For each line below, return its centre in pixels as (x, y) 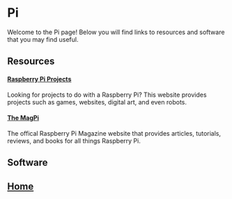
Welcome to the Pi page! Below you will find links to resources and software (116, 32)
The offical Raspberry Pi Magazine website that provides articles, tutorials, (114, 133)
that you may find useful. (43, 39)
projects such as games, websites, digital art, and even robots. (97, 102)
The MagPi (23, 118)
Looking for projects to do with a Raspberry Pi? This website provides (107, 95)
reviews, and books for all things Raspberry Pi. (74, 141)
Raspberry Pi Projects (39, 79)
